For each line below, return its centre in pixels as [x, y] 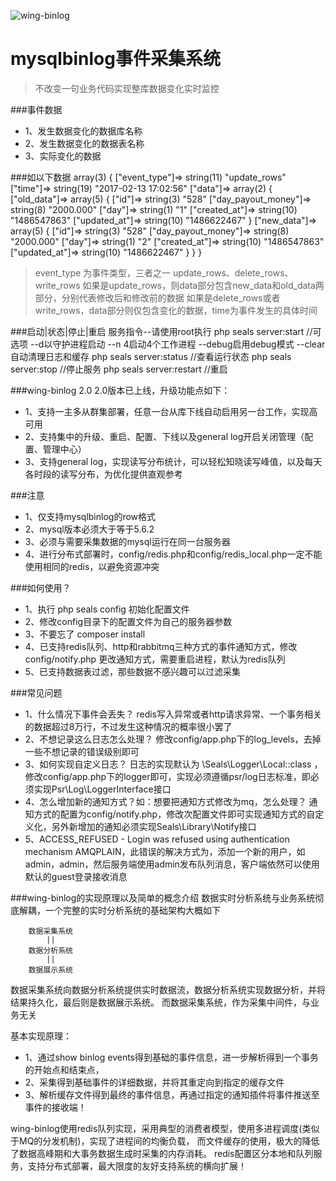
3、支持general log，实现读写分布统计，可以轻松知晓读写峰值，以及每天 [173, 461]
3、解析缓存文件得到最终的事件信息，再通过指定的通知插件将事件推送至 [172, 1094]
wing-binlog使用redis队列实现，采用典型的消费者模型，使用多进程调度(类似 [165, 1128]
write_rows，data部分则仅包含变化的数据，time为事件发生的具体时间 [176, 310]
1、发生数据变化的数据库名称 [83, 131]
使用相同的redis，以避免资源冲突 [92, 566]
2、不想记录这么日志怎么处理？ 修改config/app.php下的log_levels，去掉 [173, 739]
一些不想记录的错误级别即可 [82, 751]
